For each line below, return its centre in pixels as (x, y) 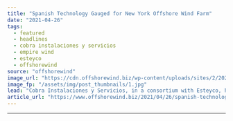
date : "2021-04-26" (35, 20)
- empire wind (34, 53)
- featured (29, 33)
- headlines (31, 39)
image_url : (23, 78)
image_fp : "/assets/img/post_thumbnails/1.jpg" (77, 84)
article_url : (26, 97)
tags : (15, 26)
